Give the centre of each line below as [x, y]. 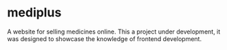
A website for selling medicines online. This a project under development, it [114, 32]
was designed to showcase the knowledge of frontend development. [104, 38]
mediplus [34, 13]
